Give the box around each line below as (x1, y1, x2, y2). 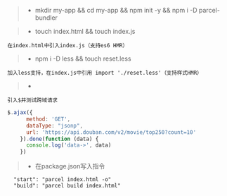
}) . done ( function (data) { (20, 135, 99, 142)
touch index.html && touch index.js (34, 27, 136, 35)
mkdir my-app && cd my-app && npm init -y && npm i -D (34, 6, 198, 14)
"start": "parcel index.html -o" (13, 176, 112, 183)
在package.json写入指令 (34, 162, 105, 171)
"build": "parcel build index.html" (13, 183, 121, 190)
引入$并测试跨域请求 (7, 97, 58, 104)
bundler (34, 13, 58, 22)
